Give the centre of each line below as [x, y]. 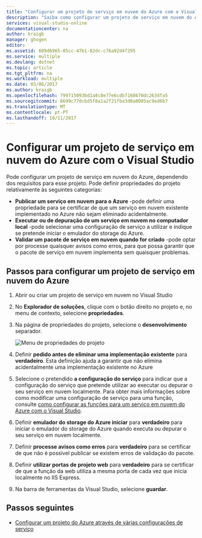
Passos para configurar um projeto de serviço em [101, 271]
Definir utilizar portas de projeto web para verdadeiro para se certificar [104, 465]
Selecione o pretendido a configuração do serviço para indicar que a [101, 379]
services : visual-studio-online [47, 23]
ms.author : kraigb [29, 90]
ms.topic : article [29, 68]
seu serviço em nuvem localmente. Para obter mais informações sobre [103, 391]
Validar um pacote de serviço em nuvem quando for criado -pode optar [105, 240]
